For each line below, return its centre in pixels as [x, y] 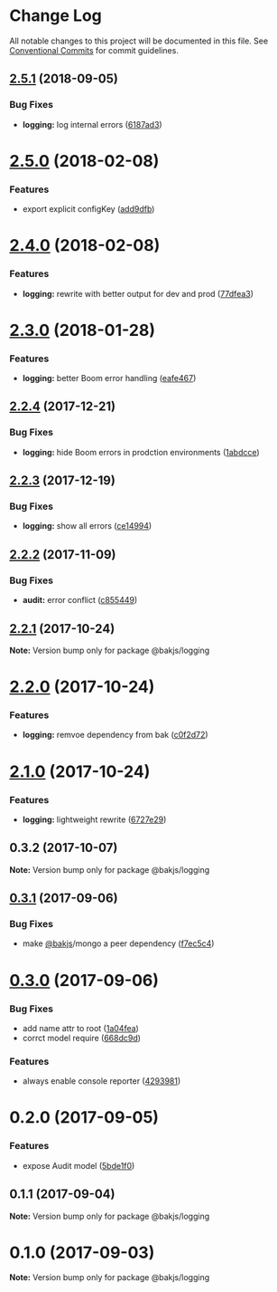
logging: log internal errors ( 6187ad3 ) [92, 124]
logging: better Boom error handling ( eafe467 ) [109, 378]
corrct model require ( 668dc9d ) [82, 1038]
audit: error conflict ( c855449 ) [80, 600]
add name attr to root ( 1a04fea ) [81, 1028]
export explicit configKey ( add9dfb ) [88, 209]
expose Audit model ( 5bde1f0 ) [78, 1165]
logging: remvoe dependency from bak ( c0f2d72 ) [115, 735]
